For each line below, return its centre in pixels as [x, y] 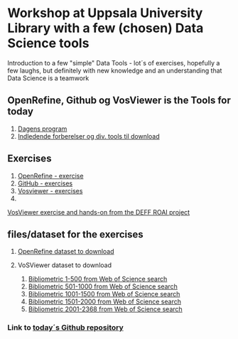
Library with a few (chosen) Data [106, 28]
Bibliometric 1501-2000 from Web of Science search [104, 302]
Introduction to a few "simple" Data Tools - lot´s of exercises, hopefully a [114, 63]
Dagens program [42, 129]
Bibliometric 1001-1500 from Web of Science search [104, 294]
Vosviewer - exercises [50, 190]
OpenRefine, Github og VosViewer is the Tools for [119, 101]
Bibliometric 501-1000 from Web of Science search [103, 286]
